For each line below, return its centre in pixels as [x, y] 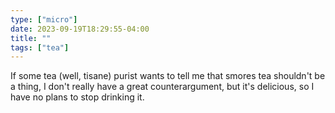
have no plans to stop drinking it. [77, 97]
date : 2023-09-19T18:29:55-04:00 [80, 29]
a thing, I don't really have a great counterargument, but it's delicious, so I [162, 87]
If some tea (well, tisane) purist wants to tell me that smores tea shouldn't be [168, 76]
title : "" [31, 38]
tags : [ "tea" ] [40, 47]
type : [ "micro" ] [44, 19]
